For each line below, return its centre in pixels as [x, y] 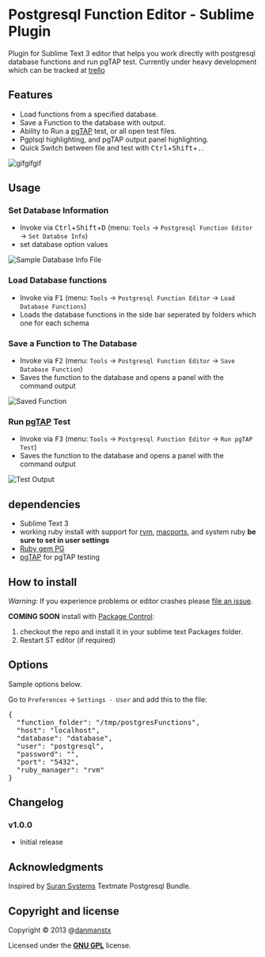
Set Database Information [59, 211]
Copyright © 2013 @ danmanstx [60, 930]
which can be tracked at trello [57, 70]
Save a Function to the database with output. [93, 122]
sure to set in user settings [64, 541]
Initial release [41, 842]
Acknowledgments [56, 867]
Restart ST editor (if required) [68, 640]
